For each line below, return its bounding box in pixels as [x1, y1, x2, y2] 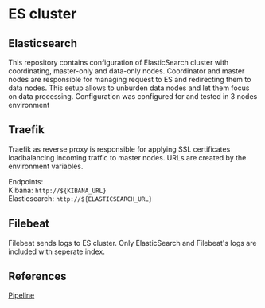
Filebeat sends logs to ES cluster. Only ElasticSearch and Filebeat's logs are [8, 238, 257, 247]
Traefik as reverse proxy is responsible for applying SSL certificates [8, 144, 231, 154]
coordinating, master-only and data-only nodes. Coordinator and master [8, 66, 245, 76]
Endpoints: [8, 176, 44, 186]
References [8, 270, 67, 283]
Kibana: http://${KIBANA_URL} [8, 185, 107, 195]
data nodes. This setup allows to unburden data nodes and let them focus [8, 83, 250, 93]
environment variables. [8, 161, 84, 171]
